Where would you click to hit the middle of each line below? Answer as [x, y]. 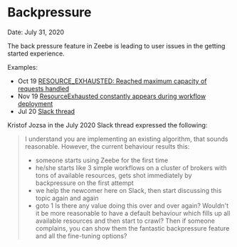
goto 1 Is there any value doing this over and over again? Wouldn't [132, 205]
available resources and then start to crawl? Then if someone [125, 221]
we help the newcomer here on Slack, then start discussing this [128, 190]
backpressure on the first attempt [84, 183]
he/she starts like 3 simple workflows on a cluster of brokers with [131, 167]
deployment [35, 103]
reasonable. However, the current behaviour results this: [107, 146]
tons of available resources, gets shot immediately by [114, 175]
